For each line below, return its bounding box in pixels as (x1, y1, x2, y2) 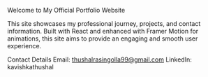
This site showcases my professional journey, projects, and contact (7, 20, 201, 27)
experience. (7, 42, 42, 50)
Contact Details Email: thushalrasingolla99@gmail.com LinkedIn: (7, 55, 192, 64)
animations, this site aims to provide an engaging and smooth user (7, 34, 198, 43)
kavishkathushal (7, 63, 54, 71)
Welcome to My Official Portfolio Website (7, 6, 126, 14)
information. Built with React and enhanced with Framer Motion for (7, 27, 199, 35)
